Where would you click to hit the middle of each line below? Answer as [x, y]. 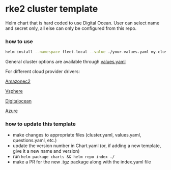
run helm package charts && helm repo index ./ [64, 157]
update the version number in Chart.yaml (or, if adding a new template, [87, 146]
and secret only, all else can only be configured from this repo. [71, 28]
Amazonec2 [18, 81]
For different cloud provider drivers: [43, 72]
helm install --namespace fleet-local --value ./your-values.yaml [77, 52]
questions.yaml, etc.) [35, 141]
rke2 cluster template [52, 9]
